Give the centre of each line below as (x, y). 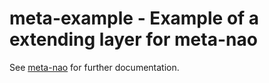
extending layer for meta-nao (133, 39)
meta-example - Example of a (134, 18)
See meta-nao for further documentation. (94, 67)
